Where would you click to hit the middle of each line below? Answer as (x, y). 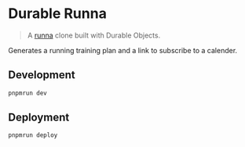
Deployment (39, 118)
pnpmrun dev (27, 93)
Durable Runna (58, 14)
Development (42, 75)
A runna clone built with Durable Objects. (94, 35)
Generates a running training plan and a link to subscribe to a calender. (123, 50)
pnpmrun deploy (33, 135)
